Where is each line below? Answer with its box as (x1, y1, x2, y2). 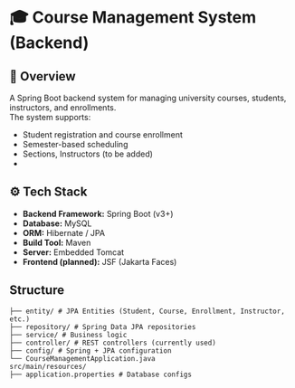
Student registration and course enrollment (22, 129, 184, 140)
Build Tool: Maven (22, 237, 91, 248)
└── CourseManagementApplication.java (9, 354, 156, 363)
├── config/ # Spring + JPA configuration (9, 345, 172, 355)
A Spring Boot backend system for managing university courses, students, (9, 92, 287, 103)
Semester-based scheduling (22, 139, 128, 149)
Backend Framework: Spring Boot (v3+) (22, 208, 174, 219)
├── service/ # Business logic (9, 330, 128, 339)
